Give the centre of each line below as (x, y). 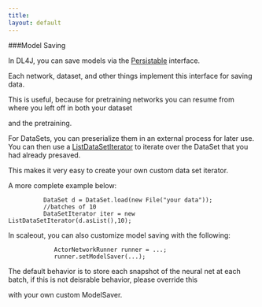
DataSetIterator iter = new (89, 213)
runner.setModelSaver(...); (100, 257)
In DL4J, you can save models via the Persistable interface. (104, 61)
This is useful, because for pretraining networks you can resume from (121, 99)
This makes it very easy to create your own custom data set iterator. (118, 170)
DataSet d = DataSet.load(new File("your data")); (128, 200)
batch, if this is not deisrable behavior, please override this (103, 279)
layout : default (35, 23)
